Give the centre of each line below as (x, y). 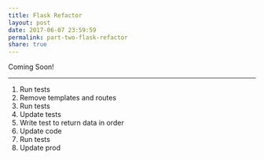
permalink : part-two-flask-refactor (68, 37)
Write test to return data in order (71, 123)
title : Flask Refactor (45, 15)
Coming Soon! (31, 67)
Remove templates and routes (68, 98)
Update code (40, 131)
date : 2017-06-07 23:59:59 (52, 30)
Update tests (40, 115)
